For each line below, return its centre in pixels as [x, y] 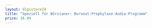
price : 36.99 [18, 18]
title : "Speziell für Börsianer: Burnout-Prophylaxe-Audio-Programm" [76, 14]
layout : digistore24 [26, 9]
